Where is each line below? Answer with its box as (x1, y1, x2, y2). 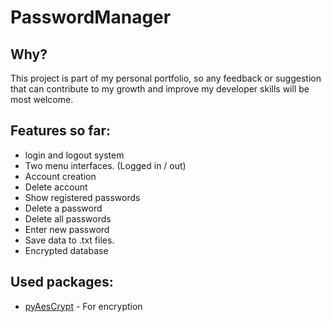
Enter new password (24, 223, 110, 235)
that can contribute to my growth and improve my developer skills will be (10, 83, 310, 95)
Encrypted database (24, 244, 109, 256)
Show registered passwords (24, 191, 141, 203)
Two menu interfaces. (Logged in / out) (24, 159, 187, 171)
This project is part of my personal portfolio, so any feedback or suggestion (10, 72, 322, 84)
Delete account (24, 181, 88, 193)
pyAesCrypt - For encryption (24, 300, 143, 312)
